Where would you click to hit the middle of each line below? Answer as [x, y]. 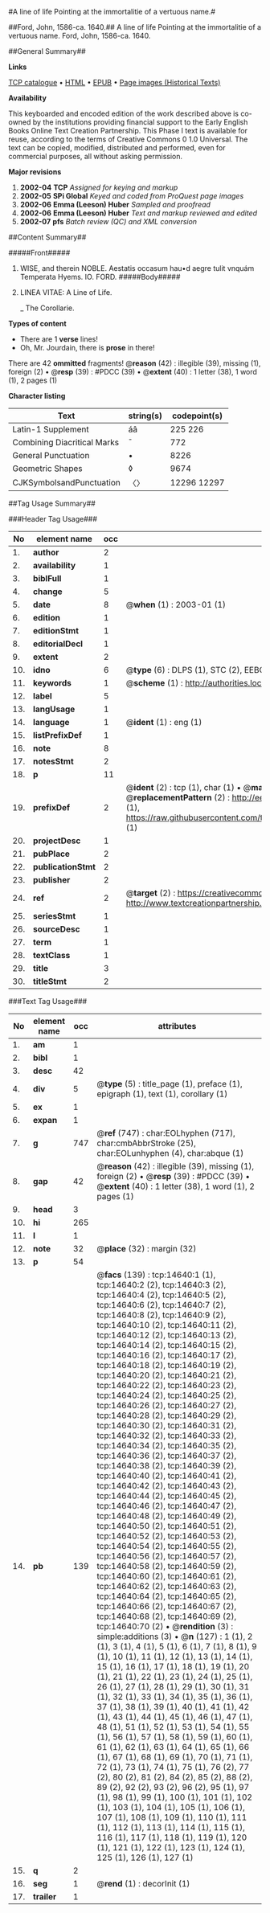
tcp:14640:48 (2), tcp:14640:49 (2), [166, 1516]
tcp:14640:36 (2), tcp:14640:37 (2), [166, 1456]
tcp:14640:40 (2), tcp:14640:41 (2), [166, 1476]
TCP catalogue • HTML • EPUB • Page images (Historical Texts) [115, 82]
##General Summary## [47, 51]
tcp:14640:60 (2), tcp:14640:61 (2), [166, 1576]
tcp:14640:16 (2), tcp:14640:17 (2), [166, 1355]
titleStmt [50, 981]
